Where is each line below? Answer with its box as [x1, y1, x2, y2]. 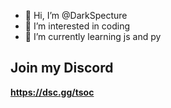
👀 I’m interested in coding [24, 20, 131, 32]
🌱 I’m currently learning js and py [24, 31, 162, 42]
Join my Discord [10, 60, 114, 77]
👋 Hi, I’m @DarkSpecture [24, 10, 128, 21]
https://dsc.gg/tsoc [10, 86, 95, 98]
